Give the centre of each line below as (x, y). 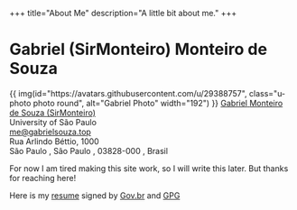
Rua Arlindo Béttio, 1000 (54, 141)
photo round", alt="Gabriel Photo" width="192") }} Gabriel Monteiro (158, 103)
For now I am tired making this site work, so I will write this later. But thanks (149, 168)
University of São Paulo (53, 122)
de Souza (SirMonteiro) (53, 113)
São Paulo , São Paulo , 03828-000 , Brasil (89, 151)
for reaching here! (43, 178)
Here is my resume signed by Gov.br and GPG (95, 195)
